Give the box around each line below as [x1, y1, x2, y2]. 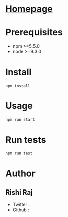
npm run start [5, 117, 36, 122]
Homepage [5, 3, 53, 15]
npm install [5, 84, 30, 89]
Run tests [5, 134, 46, 146]
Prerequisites [5, 26, 63, 38]
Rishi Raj [5, 188, 33, 197]
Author [5, 168, 36, 179]
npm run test [5, 151, 33, 156]
